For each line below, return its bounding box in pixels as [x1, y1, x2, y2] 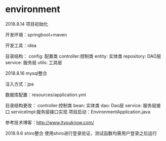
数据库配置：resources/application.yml [5, 91, 86, 98]
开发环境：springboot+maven [5, 31, 67, 37]
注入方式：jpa [5, 81, 34, 87]
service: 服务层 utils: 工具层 [5, 59, 62, 65]
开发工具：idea [5, 42, 37, 49]
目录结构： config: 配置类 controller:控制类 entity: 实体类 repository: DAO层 [5, 53, 161, 59]
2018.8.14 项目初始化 [5, 21, 48, 27]
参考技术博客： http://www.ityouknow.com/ [5, 119, 95, 125]
